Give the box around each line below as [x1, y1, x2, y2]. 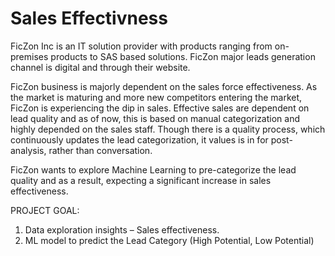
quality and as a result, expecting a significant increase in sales [10, 174, 272, 186]
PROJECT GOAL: [10, 204, 80, 216]
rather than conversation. [48, 144, 153, 156]
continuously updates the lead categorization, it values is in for [10, 133, 269, 146]
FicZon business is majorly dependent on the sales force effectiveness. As [10, 80, 318, 92]
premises [10, 50, 49, 62]
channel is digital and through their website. [10, 61, 191, 73]
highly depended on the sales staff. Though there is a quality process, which [10, 123, 326, 135]
